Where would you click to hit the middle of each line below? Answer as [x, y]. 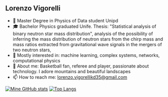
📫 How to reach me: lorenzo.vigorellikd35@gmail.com [70, 77]
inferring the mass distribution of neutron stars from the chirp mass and [88, 39]
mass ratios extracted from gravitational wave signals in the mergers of [87, 44]
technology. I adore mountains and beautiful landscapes [72, 71]
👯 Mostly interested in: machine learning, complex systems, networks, [86, 55]
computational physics [36, 60]
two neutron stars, [32, 50]
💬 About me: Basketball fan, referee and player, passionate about [81, 66]
